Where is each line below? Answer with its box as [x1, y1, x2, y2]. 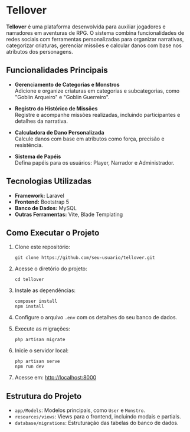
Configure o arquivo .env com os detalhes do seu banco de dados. [14, 314, 178, 321]
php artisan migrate [14, 337, 65, 343]
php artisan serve [14, 358, 60, 365]
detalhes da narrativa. [14, 117, 68, 125]
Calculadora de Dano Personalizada [14, 129, 104, 136]
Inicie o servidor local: [14, 347, 69, 354]
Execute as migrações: [14, 325, 71, 332]
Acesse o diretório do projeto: [14, 265, 87, 272]
